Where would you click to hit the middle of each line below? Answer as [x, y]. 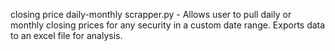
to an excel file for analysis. [66, 35]
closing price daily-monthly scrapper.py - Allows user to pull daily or [151, 14]
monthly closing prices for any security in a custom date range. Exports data [168, 25]
